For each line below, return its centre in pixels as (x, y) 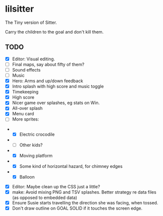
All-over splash (27, 108)
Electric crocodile (37, 134)
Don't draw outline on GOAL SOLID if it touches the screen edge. (77, 208)
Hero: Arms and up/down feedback (48, 81)
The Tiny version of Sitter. (31, 22)
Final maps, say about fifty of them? (48, 64)
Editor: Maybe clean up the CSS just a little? (56, 186)
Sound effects (26, 70)
